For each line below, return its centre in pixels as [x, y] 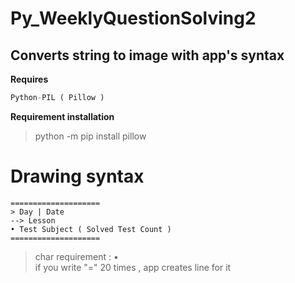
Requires [29, 79]
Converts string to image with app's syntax [147, 55]
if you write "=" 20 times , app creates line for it [133, 267]
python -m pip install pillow [90, 136]
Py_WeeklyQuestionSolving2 [133, 18]
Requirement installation [62, 116]
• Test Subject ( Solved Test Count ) [91, 229]
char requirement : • [76, 256]
